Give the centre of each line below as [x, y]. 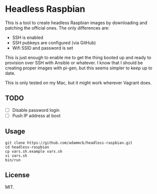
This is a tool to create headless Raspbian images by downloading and [76, 23]
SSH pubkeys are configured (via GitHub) [54, 42]
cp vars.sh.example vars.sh [34, 151]
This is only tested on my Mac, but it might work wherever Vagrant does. [78, 83]
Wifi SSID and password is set [43, 48]
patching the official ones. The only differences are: [57, 28]
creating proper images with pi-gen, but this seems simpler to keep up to [79, 68]
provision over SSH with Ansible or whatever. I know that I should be [74, 63]
